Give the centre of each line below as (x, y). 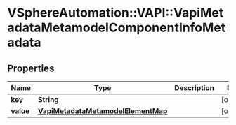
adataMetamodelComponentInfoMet (117, 28)
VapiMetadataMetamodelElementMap (103, 111)
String (48, 100)
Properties (31, 68)
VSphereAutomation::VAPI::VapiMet (116, 13)
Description (194, 88)
